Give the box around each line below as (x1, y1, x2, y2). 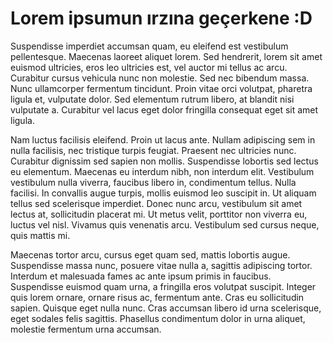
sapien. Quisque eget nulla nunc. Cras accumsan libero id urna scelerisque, (10, 302, 322, 314)
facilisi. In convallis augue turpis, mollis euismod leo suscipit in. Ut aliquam (10, 187, 317, 199)
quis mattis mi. (10, 229, 71, 241)
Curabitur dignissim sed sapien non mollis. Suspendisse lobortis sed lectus (10, 155, 319, 167)
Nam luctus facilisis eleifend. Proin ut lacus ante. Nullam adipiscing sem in (10, 133, 316, 146)
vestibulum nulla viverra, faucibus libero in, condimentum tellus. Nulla (10, 176, 297, 188)
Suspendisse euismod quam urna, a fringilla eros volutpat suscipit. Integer (10, 280, 317, 292)
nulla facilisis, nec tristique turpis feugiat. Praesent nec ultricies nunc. (10, 144, 297, 156)
